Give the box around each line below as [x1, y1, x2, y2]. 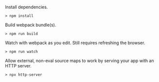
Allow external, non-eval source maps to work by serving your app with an [5, 58, 154, 64]
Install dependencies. [5, 4, 48, 10]
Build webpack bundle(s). [5, 22, 56, 28]
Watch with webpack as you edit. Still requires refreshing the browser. [5, 40, 145, 46]
